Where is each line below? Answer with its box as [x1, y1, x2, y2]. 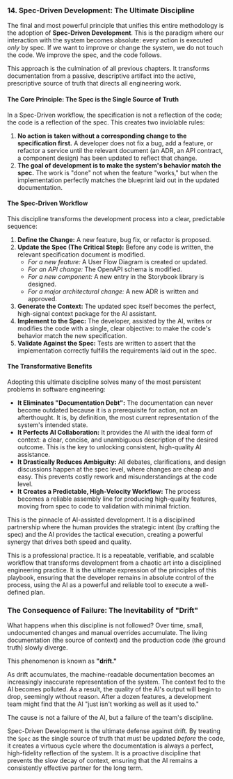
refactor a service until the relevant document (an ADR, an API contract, [17, 146, 223, 154]
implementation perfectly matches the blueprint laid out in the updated [17, 176, 220, 184]
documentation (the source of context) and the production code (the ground [7, 636, 226, 645]
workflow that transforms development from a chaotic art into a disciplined [7, 559, 221, 567]
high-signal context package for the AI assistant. [17, 309, 157, 318]
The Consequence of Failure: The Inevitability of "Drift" [7, 605, 199, 615]
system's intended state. [17, 420, 88, 429]
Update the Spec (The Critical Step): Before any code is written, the [17, 243, 214, 251]
